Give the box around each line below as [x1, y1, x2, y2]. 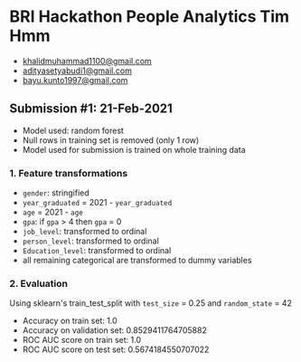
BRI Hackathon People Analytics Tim [9, 6, 290, 27]
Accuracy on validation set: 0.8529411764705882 [22, 325, 208, 336]
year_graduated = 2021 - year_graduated [22, 197, 173, 208]
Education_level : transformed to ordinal [22, 245, 172, 256]
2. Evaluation [9, 277, 68, 290]
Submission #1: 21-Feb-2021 [9, 101, 174, 117]
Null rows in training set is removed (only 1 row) [22, 134, 200, 146]
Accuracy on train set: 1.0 [22, 315, 118, 327]
